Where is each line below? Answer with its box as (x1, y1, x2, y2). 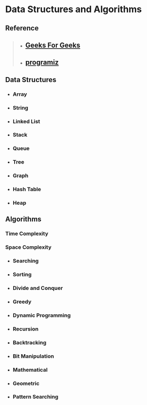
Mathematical (12, 366, 48, 373)
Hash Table (12, 186, 42, 193)
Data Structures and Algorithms (5, 4, 142, 15)
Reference (5, 24, 39, 32)
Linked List (12, 118, 41, 125)
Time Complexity (5, 230, 49, 237)
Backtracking (12, 339, 47, 346)
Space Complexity (5, 244, 52, 251)
